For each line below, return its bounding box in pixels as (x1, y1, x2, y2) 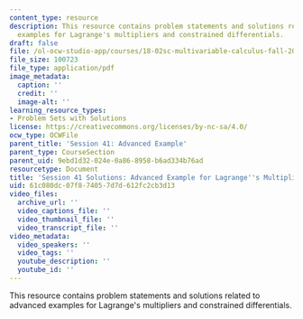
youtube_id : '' (17, 266, 75, 275)
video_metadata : (9, 231, 70, 240)
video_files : (9, 190, 59, 199)
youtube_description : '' (17, 257, 111, 267)
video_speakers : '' (17, 240, 91, 249)
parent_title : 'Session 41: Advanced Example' (9, 139, 188, 148)
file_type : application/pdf (9, 64, 115, 73)
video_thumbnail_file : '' (17, 214, 115, 224)
